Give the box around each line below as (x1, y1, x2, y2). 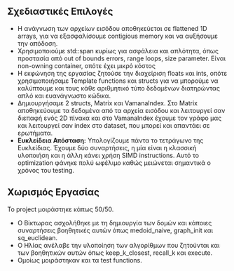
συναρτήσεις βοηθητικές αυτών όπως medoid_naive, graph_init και (17, 226, 214, 234)
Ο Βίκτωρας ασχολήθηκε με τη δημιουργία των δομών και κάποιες (17, 218, 212, 227)
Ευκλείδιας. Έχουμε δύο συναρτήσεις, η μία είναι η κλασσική (17, 143, 197, 152)
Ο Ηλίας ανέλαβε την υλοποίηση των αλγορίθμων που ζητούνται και (17, 241, 220, 249)
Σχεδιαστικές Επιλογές (7, 6, 113, 18)
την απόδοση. (17, 39, 58, 48)
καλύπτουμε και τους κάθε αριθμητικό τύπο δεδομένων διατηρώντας (17, 84, 221, 92)
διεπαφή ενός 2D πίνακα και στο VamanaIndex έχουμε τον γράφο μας (17, 114, 222, 122)
